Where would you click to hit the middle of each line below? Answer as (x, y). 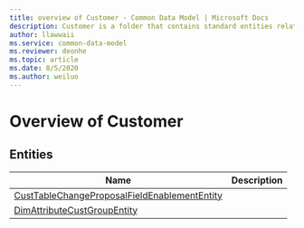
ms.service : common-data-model (68, 43)
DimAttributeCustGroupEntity (76, 210)
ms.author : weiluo (44, 77)
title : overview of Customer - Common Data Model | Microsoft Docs (139, 18)
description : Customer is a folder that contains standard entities (141, 26)
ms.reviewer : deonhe (48, 52)
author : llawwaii (42, 34)
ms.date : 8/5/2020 (44, 69)
